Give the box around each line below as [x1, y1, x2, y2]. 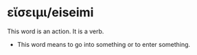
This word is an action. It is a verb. [7, 27, 104, 35]
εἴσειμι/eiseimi [7, 5, 94, 20]
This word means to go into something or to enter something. [16, 40, 191, 48]
